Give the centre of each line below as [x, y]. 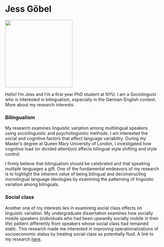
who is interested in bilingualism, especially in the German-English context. [81, 99]
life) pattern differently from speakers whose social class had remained [77, 223]
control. [13, 154]
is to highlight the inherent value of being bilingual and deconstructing [76, 174]
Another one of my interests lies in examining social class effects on [74, 208]
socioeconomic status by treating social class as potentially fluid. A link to [79, 234]
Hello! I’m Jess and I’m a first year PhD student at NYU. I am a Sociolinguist [81, 94]
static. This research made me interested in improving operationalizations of [82, 228]
